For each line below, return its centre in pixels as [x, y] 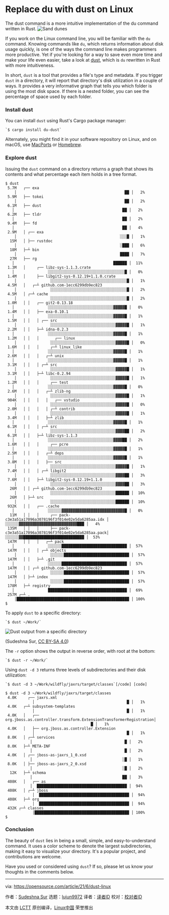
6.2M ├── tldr [24, 214]
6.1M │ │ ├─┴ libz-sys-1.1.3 [43, 436]
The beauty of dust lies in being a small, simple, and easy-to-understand [80, 840]
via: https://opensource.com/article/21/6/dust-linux [58, 886]
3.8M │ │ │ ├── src [34, 462]
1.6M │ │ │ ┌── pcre [38, 444]
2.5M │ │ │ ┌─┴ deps [36, 453]
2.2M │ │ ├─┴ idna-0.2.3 [38, 329]
